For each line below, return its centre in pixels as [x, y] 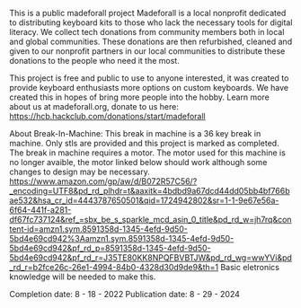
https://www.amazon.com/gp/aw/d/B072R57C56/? [103, 181]
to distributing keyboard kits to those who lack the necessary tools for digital [151, 22]
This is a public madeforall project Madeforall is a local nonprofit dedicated [148, 13]
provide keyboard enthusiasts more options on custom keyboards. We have [149, 88]
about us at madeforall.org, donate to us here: [94, 106]
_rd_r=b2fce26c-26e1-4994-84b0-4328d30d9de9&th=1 [114, 267]
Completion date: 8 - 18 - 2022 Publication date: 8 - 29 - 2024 [125, 294]
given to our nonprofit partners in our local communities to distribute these [147, 51]
